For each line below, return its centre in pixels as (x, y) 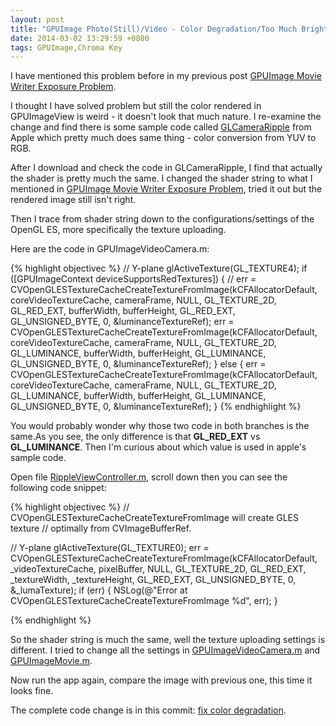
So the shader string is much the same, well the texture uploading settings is (168, 640)
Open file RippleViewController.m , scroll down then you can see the (149, 477)
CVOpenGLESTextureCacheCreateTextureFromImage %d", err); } (144, 601)
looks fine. (32, 691)
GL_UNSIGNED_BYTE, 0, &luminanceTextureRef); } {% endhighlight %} (156, 407)
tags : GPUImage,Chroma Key (66, 47)
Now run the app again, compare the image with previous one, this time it (161, 680)
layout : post (37, 19)
